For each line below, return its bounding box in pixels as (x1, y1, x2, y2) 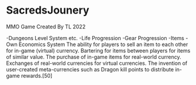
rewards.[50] (21, 72, 53, 79)
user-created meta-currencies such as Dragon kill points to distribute (6, 66, 174, 73)
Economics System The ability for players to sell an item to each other (18, 41, 188, 48)
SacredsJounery (6, 4, 89, 17)
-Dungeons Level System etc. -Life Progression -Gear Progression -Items (6, 34, 184, 41)
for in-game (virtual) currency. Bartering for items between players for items (6, 47, 191, 54)
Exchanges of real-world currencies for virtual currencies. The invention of (6, 60, 188, 67)
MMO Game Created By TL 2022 (6, 23, 86, 30)
